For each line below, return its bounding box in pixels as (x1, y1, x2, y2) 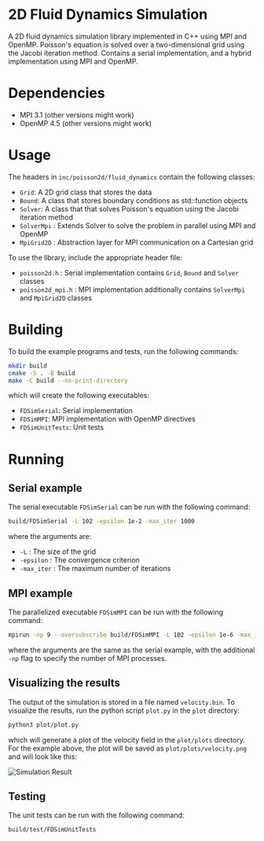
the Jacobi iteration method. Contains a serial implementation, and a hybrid (8, 48, 251, 57)
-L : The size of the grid (19, 547, 97, 556)
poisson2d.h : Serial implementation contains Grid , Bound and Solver (19, 267, 240, 277)
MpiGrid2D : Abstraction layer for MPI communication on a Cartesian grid (19, 238, 254, 247)
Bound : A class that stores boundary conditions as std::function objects (19, 195, 248, 205)
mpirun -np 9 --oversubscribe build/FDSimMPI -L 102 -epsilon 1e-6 (8, 631, 234, 639)
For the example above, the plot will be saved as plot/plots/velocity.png (8, 743, 247, 753)
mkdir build (8, 362, 47, 370)
